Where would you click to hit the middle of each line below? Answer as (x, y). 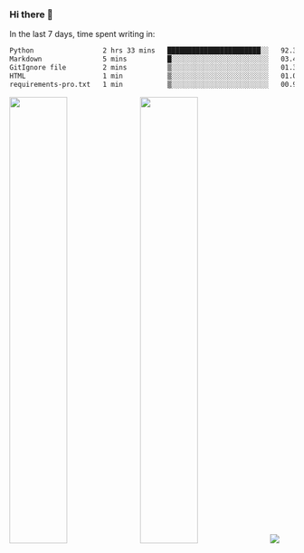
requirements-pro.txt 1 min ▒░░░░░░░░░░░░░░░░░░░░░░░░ (139, 84)
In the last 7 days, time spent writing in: (82, 34)
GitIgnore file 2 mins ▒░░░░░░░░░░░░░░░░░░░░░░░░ (139, 68)
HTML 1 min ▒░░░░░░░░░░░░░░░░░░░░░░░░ (139, 76)
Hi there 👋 (32, 14)
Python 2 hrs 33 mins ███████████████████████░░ (139, 51)
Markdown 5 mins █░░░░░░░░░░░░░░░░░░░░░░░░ (139, 59)
